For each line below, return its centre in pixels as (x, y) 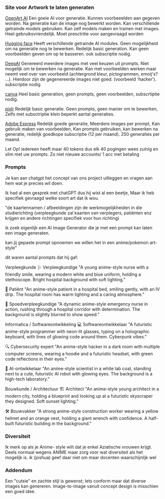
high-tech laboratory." (28, 379)
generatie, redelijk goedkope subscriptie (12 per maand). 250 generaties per (82, 134)
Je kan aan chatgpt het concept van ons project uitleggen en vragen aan (79, 178)
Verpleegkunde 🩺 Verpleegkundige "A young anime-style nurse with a (77, 267)
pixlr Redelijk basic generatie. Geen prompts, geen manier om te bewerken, (82, 109)
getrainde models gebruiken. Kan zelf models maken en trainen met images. (82, 29)
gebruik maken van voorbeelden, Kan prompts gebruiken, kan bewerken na (82, 129)
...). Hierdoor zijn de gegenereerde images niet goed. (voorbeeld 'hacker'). (81, 79)
